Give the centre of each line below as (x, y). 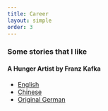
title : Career (28, 14)
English (28, 84)
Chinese (30, 92)
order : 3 (20, 27)
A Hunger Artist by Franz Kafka (54, 69)
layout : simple (30, 21)
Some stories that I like (47, 52)
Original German (41, 99)
